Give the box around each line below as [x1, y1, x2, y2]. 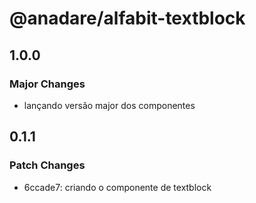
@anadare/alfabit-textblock [9, 7, 246, 30]
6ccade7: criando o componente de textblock [23, 181, 212, 193]
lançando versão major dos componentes [23, 99, 196, 111]
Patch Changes [9, 158, 86, 172]
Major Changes [9, 77, 86, 91]
